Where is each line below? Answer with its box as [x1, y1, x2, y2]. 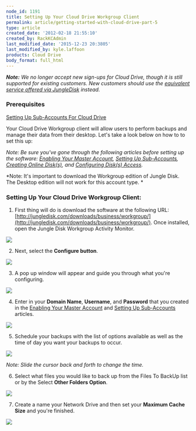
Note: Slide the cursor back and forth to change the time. [6, 362, 144, 369]
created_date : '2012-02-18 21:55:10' [6, 30, 98, 36]
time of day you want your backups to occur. [14, 339, 123, 346]
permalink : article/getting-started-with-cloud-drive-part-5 [6, 19, 158, 25]
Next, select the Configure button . [14, 248, 98, 255]
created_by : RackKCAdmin [6, 36, 66, 41]
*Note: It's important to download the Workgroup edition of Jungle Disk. [6, 172, 180, 179]
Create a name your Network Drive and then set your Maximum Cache [14, 401, 185, 408]
